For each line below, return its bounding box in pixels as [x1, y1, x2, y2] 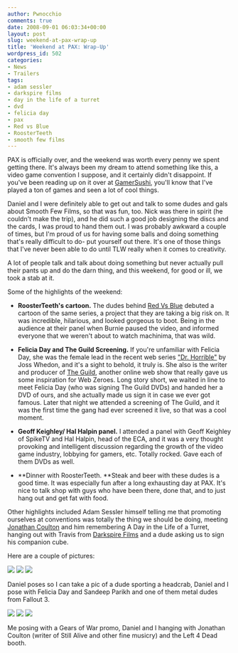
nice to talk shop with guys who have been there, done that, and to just [17, 487, 226, 495]
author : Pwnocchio [7, 10, 62, 18]
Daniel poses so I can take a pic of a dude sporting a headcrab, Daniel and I [7, 580, 229, 589]
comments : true [7, 17, 53, 24]
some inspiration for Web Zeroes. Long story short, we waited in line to [17, 376, 226, 384]
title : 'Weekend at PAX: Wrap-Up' [7, 43, 110, 51]
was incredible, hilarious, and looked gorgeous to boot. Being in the [17, 317, 215, 325]
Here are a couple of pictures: [7, 552, 95, 561]
